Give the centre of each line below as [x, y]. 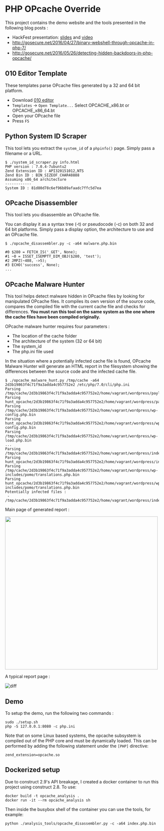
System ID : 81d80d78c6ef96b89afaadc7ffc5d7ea [53, 188]
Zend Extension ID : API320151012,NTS [44, 171]
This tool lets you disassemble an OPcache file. [52, 215]
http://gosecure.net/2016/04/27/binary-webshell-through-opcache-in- [83, 42]
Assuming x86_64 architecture [36, 179]
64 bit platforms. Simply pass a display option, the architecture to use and [79, 229]
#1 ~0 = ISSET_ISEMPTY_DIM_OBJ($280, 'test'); [53, 257]
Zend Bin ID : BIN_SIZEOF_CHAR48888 [42, 175]
